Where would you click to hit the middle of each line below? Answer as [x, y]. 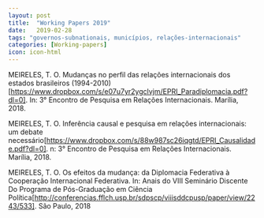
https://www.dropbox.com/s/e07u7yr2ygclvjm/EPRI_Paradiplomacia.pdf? [129, 91]
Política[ [22, 197]
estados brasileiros [39, 83]
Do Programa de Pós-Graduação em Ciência [80, 189]
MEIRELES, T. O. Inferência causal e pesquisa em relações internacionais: [127, 124]
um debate [26, 132]
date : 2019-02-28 [40, 30]
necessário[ [28, 140]
